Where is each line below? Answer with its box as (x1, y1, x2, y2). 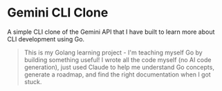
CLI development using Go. (7, 34, 85, 43)
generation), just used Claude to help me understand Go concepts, (24, 63, 214, 71)
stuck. (24, 77, 42, 85)
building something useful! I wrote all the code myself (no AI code (24, 55, 212, 63)
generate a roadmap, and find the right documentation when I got (24, 70, 211, 79)
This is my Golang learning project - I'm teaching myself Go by (24, 48, 203, 57)
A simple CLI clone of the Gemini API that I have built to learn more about (7, 28, 215, 36)
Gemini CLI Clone (7, 5, 109, 21)
